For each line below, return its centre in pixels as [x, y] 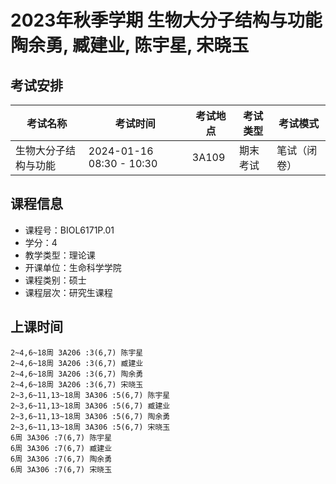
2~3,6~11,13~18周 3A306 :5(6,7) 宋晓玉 [90, 427]
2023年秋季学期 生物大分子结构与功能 [166, 20]
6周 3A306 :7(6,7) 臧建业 [61, 448]
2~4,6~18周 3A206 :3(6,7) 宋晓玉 [77, 384]
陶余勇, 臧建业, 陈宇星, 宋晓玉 [130, 45]
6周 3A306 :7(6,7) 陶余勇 [61, 459]
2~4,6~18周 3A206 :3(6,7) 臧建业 [77, 363]
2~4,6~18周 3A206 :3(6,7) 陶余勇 [77, 374]
